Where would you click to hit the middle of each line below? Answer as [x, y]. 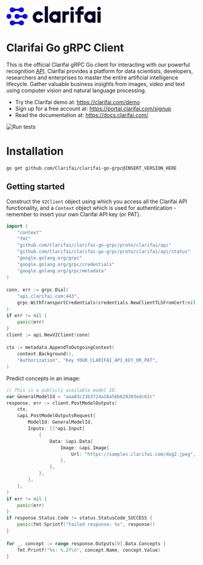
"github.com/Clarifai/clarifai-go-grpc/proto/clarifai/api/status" [104, 252]
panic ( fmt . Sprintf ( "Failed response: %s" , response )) [86, 524]
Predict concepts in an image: [43, 378]
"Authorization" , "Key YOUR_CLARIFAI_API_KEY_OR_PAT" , [88, 361]
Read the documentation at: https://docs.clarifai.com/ [82, 115]
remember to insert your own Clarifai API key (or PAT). [74, 214]
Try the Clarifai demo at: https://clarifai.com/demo [77, 102]
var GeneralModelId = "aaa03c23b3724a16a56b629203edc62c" [81, 396]
